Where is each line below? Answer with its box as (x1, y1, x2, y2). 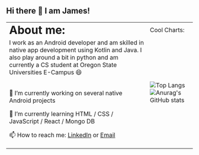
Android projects (9, 96, 56, 105)
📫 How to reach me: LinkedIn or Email (9, 131, 115, 139)
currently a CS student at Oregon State (9, 61, 117, 69)
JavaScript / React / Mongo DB (9, 117, 95, 125)
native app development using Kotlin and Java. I (9, 46, 142, 54)
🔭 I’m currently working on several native (9, 88, 123, 97)
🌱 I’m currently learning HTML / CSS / (9, 109, 114, 118)
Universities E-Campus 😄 (9, 68, 82, 76)
